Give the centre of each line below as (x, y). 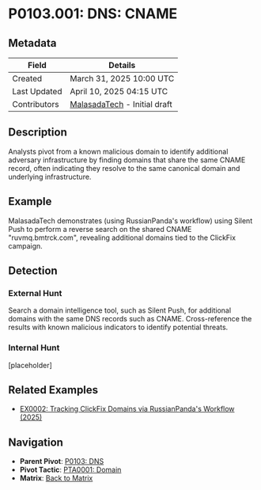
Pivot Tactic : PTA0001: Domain (70, 470)
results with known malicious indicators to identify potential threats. (118, 327)
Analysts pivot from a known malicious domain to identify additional (118, 151)
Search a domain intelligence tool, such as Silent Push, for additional (120, 310)
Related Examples (53, 390)
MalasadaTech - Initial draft (121, 104)
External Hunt (35, 293)
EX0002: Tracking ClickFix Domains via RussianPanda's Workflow (127, 409)
